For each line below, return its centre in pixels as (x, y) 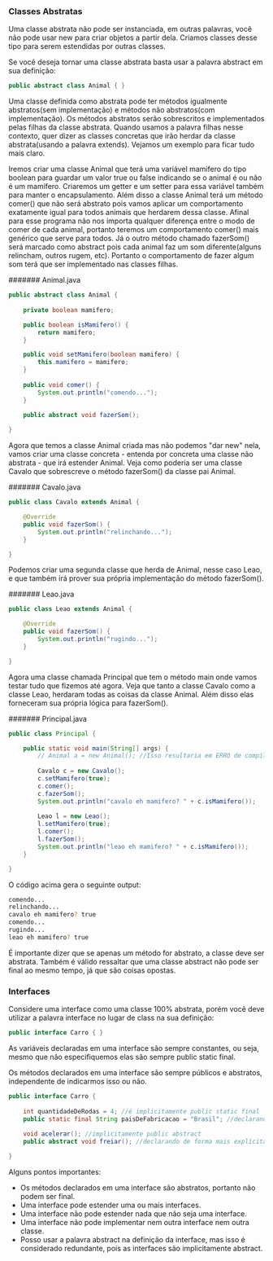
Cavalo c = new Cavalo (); (82, 771)
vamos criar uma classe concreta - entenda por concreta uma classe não (131, 455)
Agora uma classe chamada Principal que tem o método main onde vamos (133, 677)
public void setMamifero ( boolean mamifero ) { (102, 355)
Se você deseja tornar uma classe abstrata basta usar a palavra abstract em (136, 62)
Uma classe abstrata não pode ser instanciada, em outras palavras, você (130, 29)
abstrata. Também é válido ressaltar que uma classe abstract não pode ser (134, 961)
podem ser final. (48, 1196)
